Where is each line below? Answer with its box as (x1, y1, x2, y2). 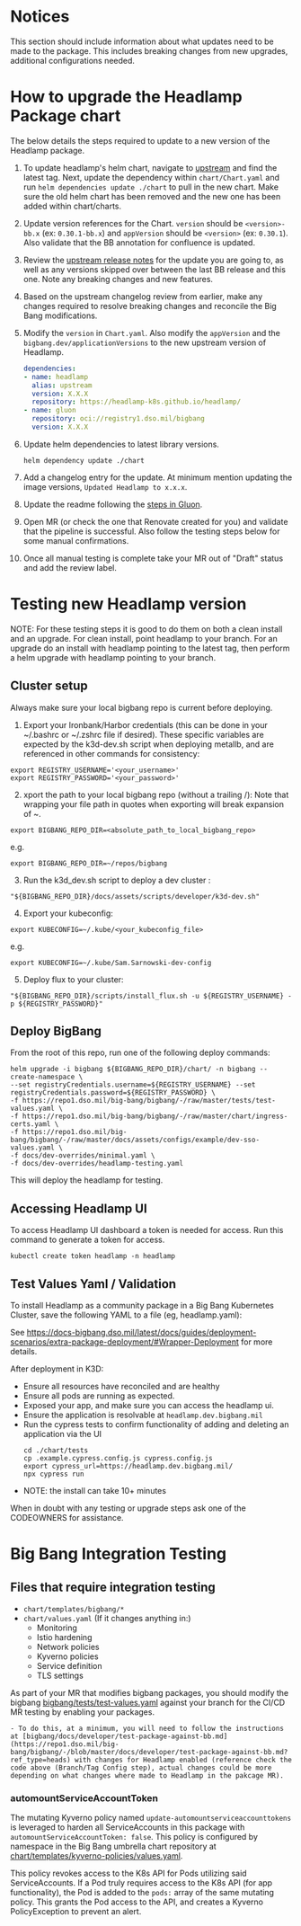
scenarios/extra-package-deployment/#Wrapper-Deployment (10, 1336, 239, 1347)
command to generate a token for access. (10, 1234, 165, 1246)
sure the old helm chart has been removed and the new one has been (22, 191, 281, 201)
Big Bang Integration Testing (10, 1544, 227, 1565)
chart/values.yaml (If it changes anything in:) (22, 1613, 191, 1624)
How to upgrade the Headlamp (10, 87, 243, 107)
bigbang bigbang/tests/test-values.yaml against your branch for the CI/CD (10, 1697, 286, 1709)
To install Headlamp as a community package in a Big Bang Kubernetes (10, 1300, 275, 1311)
